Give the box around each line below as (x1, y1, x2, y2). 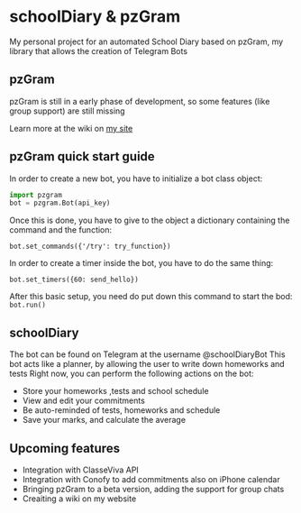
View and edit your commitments (22, 395, 146, 407)
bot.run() (9, 300, 47, 310)
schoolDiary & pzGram (9, 6, 181, 27)
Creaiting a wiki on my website (22, 493, 137, 504)
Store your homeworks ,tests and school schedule (22, 386, 209, 397)
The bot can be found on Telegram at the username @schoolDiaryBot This (9, 349, 286, 360)
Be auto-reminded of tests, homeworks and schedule (22, 405, 221, 416)
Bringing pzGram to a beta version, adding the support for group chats (22, 483, 285, 494)
